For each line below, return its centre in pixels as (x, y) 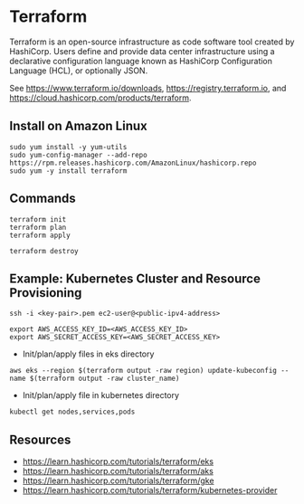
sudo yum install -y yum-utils (68, 147)
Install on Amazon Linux (78, 126)
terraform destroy (44, 251)
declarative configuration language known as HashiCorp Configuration (141, 61)
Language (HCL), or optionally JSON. (79, 71)
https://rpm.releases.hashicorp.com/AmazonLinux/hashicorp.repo (133, 163)
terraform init (38, 219)
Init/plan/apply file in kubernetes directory (100, 395)
